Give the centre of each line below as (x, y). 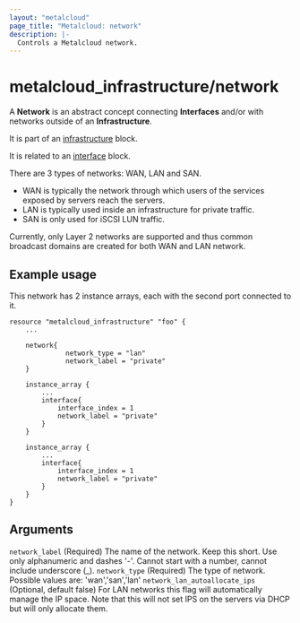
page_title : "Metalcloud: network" (76, 26)
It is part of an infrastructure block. (73, 139)
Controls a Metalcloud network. (78, 43)
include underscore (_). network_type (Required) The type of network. (137, 570)
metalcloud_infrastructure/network (144, 87)
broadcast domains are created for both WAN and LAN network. (128, 247)
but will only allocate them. (59, 608)
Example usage (53, 274)
